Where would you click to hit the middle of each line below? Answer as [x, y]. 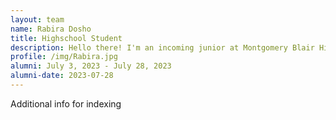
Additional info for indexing [66, 103]
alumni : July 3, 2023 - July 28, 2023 [91, 66]
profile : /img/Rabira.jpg [64, 57]
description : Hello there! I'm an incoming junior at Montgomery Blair [162, 47]
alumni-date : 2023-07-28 [62, 76]
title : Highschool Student [66, 38]
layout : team [37, 19]
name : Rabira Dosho [51, 29]
